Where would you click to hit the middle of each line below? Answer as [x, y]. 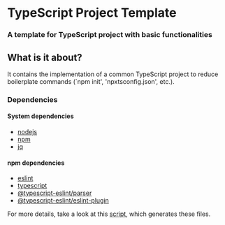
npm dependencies [36, 163]
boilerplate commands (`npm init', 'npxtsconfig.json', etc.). [91, 81]
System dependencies [41, 116]
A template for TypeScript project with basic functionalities [110, 35]
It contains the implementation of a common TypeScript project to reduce [113, 74]
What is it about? [45, 57]
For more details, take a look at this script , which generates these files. [109, 214]
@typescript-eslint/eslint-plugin [63, 201]
